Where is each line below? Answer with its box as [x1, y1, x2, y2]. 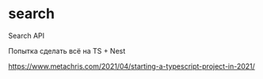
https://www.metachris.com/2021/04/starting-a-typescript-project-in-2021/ [8, 61, 256, 71]
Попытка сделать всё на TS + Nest [8, 46, 126, 55]
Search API [8, 31, 45, 40]
